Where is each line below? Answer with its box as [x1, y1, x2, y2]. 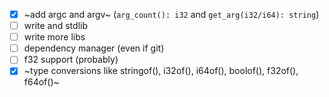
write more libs [23, 31, 86, 43]
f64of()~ [23, 76, 60, 88]
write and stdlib [23, 20, 88, 32]
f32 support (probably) [23, 54, 119, 66]
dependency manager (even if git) [23, 42, 165, 54]
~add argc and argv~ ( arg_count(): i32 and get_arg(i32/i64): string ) [23, 9, 320, 20]
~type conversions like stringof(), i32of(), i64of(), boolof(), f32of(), [23, 65, 299, 77]
